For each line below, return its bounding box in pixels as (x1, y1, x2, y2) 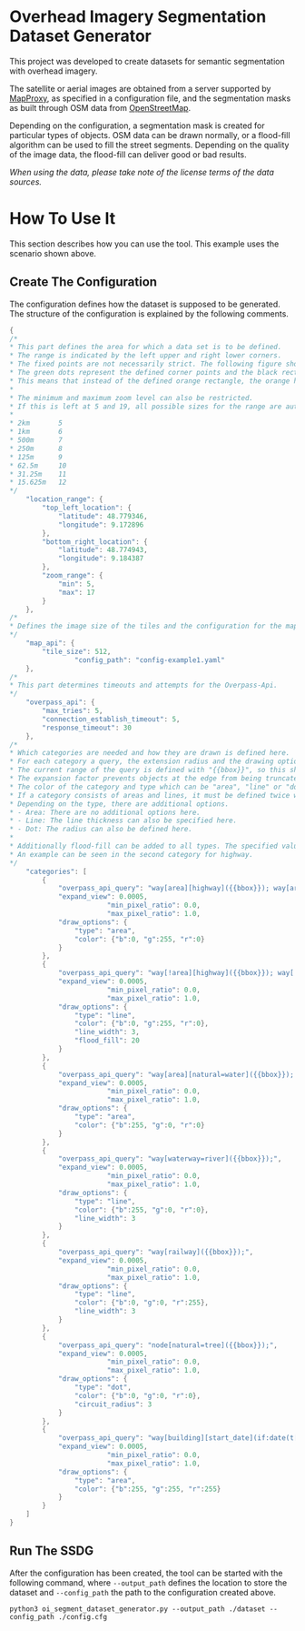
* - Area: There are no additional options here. (9, 808, 202, 817)
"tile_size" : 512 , (42, 647, 112, 656)
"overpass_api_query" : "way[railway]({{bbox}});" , (57, 1248, 254, 1257)
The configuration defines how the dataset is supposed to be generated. (9, 298, 281, 309)
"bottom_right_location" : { (42, 537, 148, 547)
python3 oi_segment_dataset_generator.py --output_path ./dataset (9, 1604, 266, 1614)
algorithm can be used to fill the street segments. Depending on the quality (9, 139, 290, 150)
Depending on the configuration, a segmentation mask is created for (9, 120, 265, 131)
